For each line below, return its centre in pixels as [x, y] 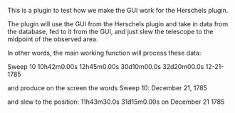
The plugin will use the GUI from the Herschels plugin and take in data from [118, 24]
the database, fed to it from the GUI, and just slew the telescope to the [110, 32]
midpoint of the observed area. [53, 39]
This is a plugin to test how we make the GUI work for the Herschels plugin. [118, 10]
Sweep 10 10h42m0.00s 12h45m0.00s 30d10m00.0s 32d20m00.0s [106, 66]
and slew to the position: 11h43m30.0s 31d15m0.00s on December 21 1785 [116, 102]
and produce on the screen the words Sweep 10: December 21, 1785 [108, 88]
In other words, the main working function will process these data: [104, 53]
